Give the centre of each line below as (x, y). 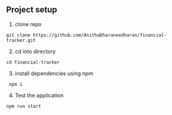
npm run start (24, 106)
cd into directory (35, 51)
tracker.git (21, 40)
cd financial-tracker (33, 62)
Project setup (32, 10)
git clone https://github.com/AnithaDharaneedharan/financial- (87, 35)
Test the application (39, 95)
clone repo (28, 24)
